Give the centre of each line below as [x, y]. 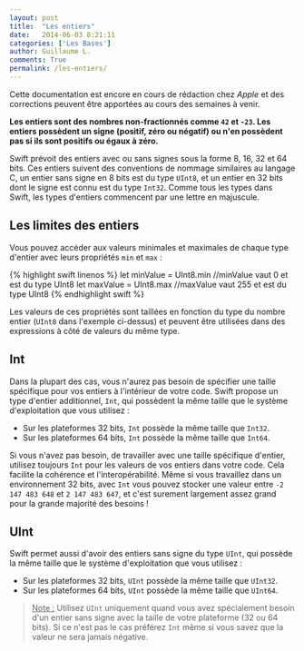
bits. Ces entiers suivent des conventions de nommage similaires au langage [152, 168]
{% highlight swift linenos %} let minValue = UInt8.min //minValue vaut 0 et [149, 274]
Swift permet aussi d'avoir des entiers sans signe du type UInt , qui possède [151, 554]
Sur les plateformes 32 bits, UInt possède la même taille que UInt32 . [150, 581]
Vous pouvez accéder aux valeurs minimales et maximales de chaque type [149, 247]
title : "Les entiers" [52, 26]
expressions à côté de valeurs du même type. [94, 330]
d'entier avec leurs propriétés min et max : [86, 257]
